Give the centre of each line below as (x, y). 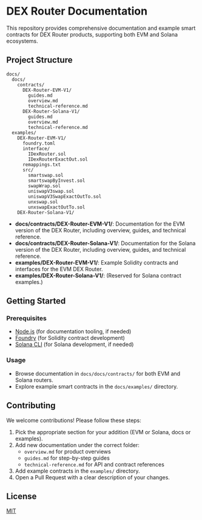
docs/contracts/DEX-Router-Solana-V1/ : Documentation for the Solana (105, 243)
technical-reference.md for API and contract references (94, 464)
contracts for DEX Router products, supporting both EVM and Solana (92, 34)
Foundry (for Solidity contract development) (70, 338)
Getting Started (36, 301)
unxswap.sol (43, 202)
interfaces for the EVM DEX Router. (59, 269)
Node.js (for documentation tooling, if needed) (73, 331)
